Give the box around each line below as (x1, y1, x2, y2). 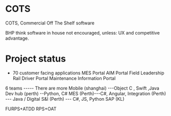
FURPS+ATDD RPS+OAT (5, 105, 57, 112)
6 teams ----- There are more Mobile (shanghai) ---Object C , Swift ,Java (5, 85, 160, 91)
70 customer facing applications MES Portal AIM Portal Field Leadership (12, 70, 164, 76)
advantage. (5, 35, 29, 41)
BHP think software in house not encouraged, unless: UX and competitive (5, 30, 160, 36)
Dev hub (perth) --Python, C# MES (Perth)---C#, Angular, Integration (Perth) (5, 90, 166, 97)
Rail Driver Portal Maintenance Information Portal (12, 75, 116, 81)
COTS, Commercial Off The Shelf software (5, 20, 95, 26)
